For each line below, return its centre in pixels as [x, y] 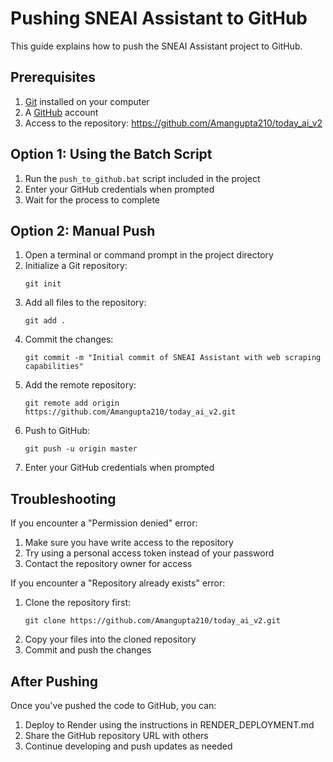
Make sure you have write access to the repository [129, 543]
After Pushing [54, 681]
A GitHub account [61, 112]
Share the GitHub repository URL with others [116, 735]
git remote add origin [72, 403]
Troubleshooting [63, 498]
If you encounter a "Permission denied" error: [104, 523]
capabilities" [54, 367]
